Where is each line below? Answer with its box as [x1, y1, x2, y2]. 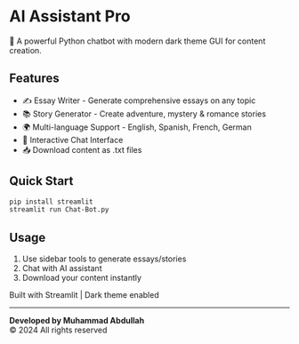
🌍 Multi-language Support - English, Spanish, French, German [21, 122, 252, 132]
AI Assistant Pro [9, 6, 131, 27]
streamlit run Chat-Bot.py [9, 205, 109, 214]
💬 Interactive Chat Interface [21, 134, 124, 145]
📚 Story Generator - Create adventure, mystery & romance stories [21, 108, 267, 119]
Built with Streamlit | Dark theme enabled [9, 290, 159, 300]
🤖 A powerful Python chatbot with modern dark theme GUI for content [9, 36, 266, 46]
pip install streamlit [9, 197, 93, 206]
